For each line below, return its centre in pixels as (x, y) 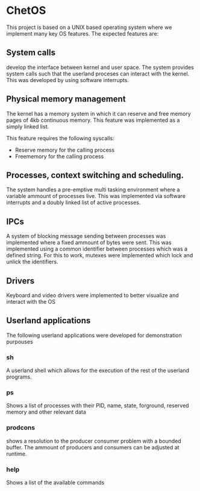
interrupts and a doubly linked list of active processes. (73, 202)
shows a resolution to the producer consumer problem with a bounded (94, 441)
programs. (19, 377)
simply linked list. (28, 126)
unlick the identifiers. (32, 262)
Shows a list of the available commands (55, 483)
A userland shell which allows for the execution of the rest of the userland (98, 371)
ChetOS (26, 11)
